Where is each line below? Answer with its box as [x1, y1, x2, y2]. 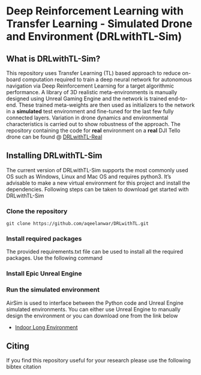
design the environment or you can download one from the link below [6, 312, 178, 319]
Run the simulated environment [6, 286, 100, 294]
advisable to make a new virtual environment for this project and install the [6, 179, 190, 187]
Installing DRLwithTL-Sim [6, 151, 103, 161]
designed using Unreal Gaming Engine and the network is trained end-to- [6, 95, 188, 102]
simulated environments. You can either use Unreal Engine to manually [6, 305, 181, 313]
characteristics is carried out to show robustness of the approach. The [6, 121, 181, 127]
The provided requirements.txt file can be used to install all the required [6, 248, 183, 256]
